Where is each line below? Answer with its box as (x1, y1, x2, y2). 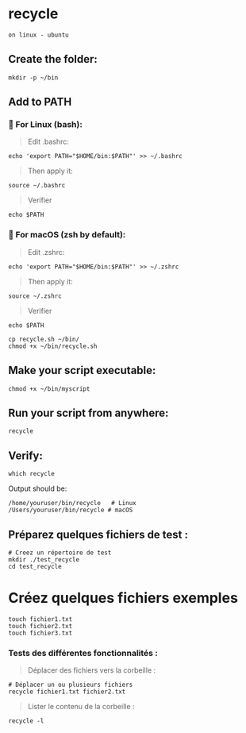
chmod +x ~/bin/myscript (8, 384, 90, 393)
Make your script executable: (8, 364, 156, 377)
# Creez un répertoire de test (8, 549, 112, 557)
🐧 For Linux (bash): (8, 119, 83, 130)
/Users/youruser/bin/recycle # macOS (8, 506, 133, 515)
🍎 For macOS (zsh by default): (8, 230, 126, 241)
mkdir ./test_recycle (8, 555, 80, 564)
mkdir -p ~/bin (8, 73, 59, 82)
